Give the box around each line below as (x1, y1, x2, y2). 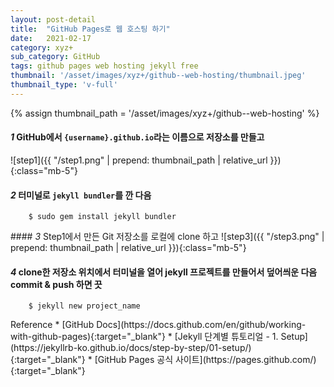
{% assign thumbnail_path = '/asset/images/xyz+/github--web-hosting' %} (10, 107, 320, 119)
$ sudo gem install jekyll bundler (28, 212, 177, 222)
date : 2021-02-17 (10, 33, 92, 43)
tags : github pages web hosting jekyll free (10, 61, 199, 71)
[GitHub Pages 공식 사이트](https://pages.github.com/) (94, 354, 317, 366)
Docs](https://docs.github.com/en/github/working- (96, 319, 307, 331)
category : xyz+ (10, 42, 74, 53)
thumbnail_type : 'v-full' (10, 80, 118, 90)
